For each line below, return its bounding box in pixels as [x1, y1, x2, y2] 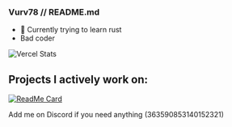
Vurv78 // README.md [8, 6, 100, 18]
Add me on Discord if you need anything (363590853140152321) [8, 110, 225, 120]
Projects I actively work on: [8, 72, 148, 87]
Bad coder [19, 33, 55, 43]
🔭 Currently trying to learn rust [19, 25, 122, 35]
